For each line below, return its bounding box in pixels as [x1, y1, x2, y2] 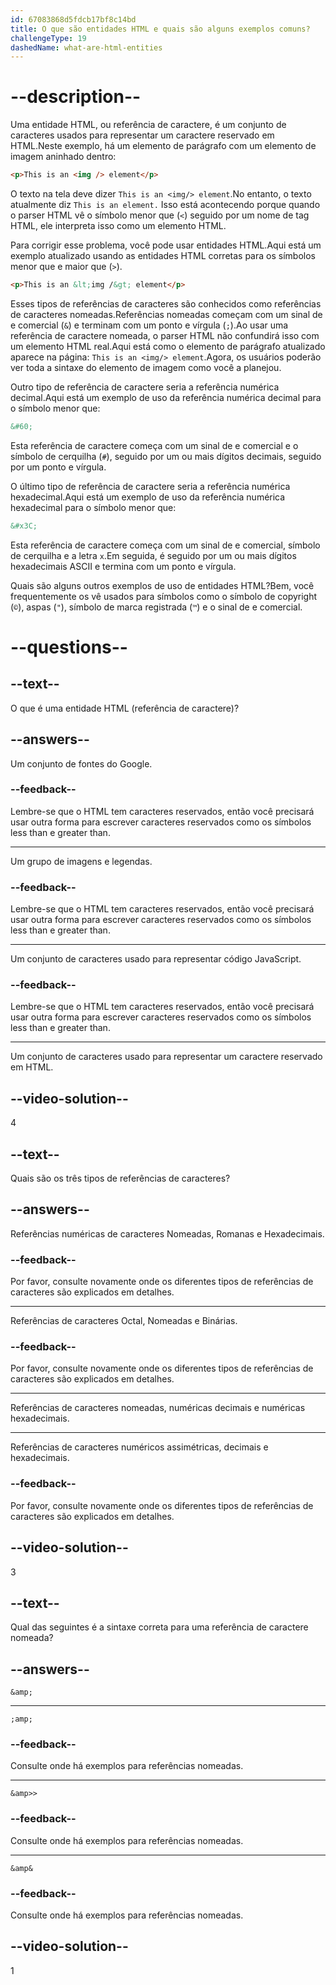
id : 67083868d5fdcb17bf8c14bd [10, 14, 137, 25]
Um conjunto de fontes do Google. [10, 757, 153, 770]
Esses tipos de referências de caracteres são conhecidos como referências [10, 297, 322, 310]
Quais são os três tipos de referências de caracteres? [10, 1172, 231, 1185]
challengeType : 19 [10, 33, 87, 43]
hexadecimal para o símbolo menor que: [10, 501, 177, 513]
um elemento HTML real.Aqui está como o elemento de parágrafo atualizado [10, 340, 326, 352]
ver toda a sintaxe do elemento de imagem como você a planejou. [10, 361, 282, 373]
